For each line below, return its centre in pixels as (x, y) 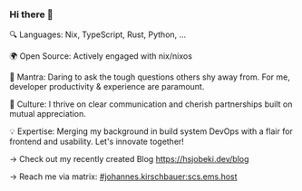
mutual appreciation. (48, 114)
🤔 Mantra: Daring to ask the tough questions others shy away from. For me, (150, 77)
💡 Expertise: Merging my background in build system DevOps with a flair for (151, 131)
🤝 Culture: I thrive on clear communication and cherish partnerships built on (151, 104)
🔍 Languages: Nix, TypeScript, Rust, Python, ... (98, 34)
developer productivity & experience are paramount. (107, 87)
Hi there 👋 (32, 14)
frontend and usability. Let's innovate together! (97, 142)
